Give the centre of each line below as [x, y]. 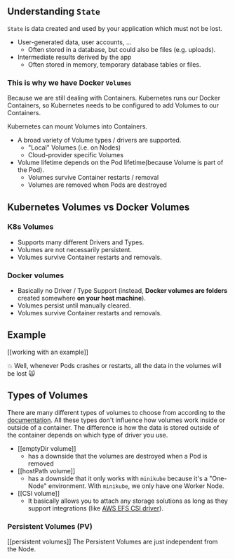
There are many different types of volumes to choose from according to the [116, 412]
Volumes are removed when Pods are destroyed [97, 185]
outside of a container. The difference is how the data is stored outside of [113, 427]
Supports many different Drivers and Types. [81, 242]
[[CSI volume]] [39, 493]
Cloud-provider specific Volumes [76, 155]
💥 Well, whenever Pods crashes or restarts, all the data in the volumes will [115, 365]
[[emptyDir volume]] [47, 448]
